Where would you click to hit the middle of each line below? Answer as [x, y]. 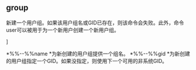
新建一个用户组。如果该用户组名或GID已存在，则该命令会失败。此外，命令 [95, 22]
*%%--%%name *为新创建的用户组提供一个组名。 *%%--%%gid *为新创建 [98, 54]
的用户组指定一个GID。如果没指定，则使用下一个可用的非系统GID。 [87, 61]
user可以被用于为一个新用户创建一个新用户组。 [63, 30]
